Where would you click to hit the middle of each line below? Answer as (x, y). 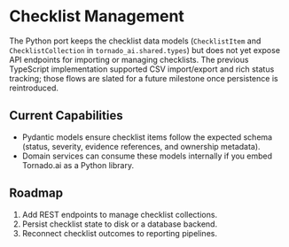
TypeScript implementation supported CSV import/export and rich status (142, 69)
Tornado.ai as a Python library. (78, 165)
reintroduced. (34, 88)
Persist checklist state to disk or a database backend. (120, 224)
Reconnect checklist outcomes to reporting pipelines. (119, 233)
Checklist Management (97, 16)
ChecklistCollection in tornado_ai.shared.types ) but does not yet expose (145, 50)
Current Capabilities (66, 116)
